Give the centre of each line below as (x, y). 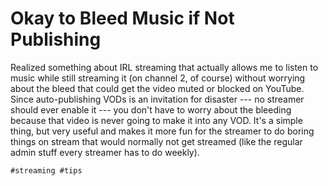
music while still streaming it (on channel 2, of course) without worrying (158, 78)
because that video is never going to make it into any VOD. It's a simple (156, 120)
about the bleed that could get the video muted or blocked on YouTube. (157, 88)
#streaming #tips (46, 170)
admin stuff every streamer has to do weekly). (105, 152)
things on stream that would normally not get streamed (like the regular (156, 141)
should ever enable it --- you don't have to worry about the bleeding (151, 109)
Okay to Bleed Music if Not (122, 18)
